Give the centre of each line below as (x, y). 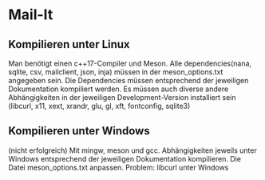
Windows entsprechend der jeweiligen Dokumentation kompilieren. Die (125, 158)
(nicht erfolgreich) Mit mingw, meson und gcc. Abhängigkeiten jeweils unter (132, 150)
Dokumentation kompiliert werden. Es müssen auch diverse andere (119, 89)
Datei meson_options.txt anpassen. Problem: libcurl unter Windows (119, 167)
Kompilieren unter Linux (69, 44)
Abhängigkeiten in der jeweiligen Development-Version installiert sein (122, 97)
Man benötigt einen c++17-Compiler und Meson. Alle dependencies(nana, (130, 63)
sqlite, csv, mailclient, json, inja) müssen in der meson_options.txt (116, 72)
